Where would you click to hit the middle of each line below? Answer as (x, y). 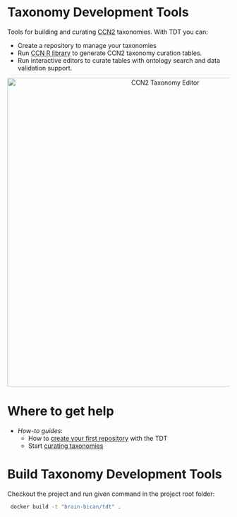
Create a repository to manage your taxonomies (87, 45)
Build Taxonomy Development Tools (115, 474)
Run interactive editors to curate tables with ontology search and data (119, 60)
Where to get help (61, 412)
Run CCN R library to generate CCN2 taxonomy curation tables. (110, 53)
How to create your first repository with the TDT (98, 438)
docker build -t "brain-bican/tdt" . (66, 506)
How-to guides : (40, 430)
